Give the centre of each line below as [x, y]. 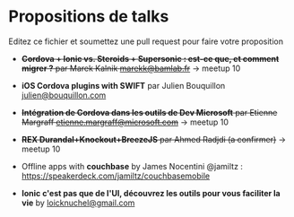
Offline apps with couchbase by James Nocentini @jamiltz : [132, 166]
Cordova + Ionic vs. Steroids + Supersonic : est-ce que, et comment [150, 58]
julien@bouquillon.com [64, 95]
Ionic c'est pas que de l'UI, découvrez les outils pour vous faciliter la [151, 193]
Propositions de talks [89, 17]
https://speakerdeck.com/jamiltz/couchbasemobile [116, 176]
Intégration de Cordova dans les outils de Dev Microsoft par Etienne [149, 112]
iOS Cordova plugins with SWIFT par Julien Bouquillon [123, 85]
